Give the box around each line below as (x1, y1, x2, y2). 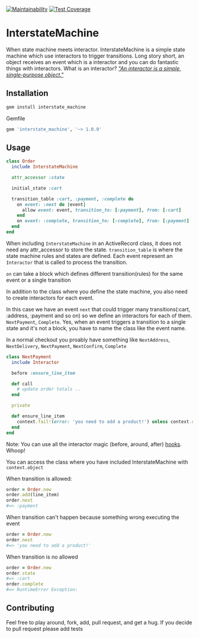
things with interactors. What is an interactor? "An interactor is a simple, (6, 65, 182, 72)
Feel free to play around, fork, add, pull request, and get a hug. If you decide (6, 618, 192, 626)
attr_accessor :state (11, 175, 65, 181)
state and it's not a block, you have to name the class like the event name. (6, 324, 187, 331)
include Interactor (11, 359, 60, 365)
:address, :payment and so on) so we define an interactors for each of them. (6, 312, 192, 319)
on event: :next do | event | (17, 202, 86, 208)
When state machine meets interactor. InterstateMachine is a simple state (6, 46, 185, 53)
